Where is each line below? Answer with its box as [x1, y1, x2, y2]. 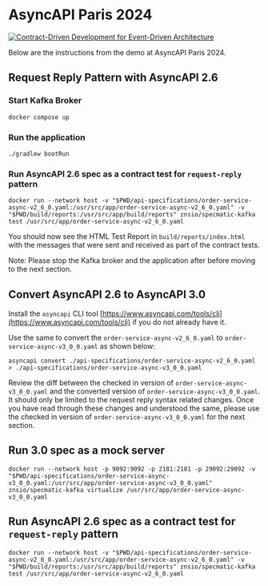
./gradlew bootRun [8, 150, 70, 158]
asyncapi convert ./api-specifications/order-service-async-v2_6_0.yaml [8, 357, 256, 366]
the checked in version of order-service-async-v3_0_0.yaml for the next [8, 412, 246, 422]
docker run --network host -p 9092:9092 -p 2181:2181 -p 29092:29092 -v [8, 465, 256, 473]
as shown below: [99, 341, 156, 351]
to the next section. [8, 265, 72, 274]
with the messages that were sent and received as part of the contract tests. [8, 240, 260, 250]
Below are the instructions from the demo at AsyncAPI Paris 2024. [8, 47, 226, 57]
